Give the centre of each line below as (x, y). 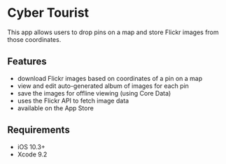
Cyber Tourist (48, 13)
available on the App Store (56, 108)
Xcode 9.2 (32, 154)
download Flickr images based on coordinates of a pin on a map (110, 78)
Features (27, 62)
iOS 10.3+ (31, 147)
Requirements (38, 130)
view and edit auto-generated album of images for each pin (103, 86)
